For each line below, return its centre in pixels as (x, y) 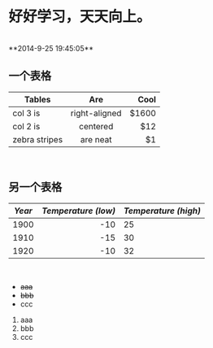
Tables (37, 99)
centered (96, 126)
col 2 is (26, 126)
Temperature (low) (79, 211)
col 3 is (26, 113)
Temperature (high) (162, 211)
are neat (96, 139)
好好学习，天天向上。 (80, 17)
